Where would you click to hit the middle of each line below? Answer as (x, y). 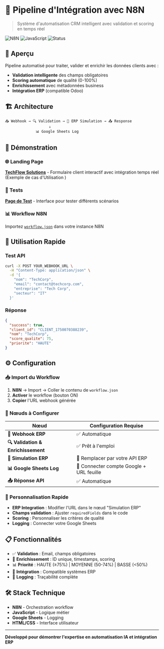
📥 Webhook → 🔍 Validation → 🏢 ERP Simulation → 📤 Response (69, 121)
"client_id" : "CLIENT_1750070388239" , (49, 330)
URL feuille (89, 472)
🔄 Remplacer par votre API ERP (112, 458)
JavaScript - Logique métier (41, 612)
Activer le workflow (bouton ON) (45, 395)
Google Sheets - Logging (38, 618)
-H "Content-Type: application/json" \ (50, 271)
